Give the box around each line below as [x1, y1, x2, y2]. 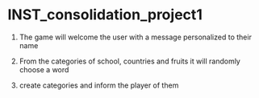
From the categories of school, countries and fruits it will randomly [19, 56, 241, 66]
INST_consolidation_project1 [7, 6, 203, 24]
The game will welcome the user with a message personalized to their [19, 32, 252, 42]
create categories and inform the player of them [19, 80, 179, 90]
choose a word [19, 64, 69, 74]
